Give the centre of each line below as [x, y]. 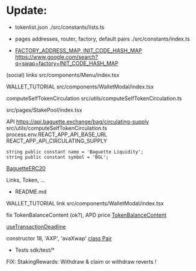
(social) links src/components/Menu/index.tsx [63, 75]
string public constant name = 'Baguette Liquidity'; [75, 152]
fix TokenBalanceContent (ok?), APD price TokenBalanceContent [86, 215]
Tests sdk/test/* [35, 250]
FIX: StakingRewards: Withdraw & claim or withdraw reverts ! [81, 261]
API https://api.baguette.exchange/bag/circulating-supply [78, 122]
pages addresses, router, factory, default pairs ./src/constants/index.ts [103, 39]
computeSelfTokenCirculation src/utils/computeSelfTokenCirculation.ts [94, 98]
